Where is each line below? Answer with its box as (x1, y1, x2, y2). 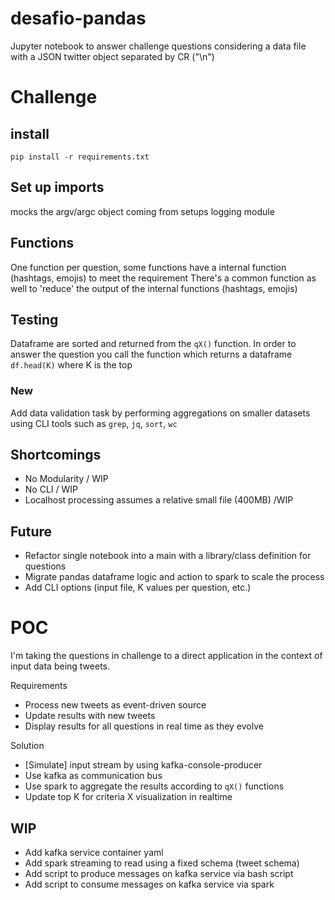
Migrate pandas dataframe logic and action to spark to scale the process (24, 571, 325, 583)
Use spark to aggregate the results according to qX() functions (24, 780, 285, 792)
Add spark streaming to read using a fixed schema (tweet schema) (24, 857, 300, 869)
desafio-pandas (10, 7, 147, 30)
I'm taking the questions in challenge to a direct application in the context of (10, 650, 323, 662)
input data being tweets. (10, 660, 111, 672)
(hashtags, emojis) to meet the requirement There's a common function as (10, 272, 317, 284)
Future (10, 523, 53, 540)
